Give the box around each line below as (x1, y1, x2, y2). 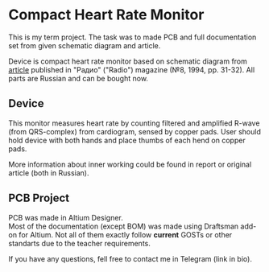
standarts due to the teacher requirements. (8, 238, 151, 248)
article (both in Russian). (8, 167, 90, 178)
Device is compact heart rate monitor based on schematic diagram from (8, 56, 248, 66)
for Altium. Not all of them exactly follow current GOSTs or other (19, 229, 233, 239)
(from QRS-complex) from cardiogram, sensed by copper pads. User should (8, 126, 262, 136)
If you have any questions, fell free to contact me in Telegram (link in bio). (8, 253, 252, 263)
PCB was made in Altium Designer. (8, 212, 123, 222)
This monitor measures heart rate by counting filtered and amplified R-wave (8, 118, 260, 128)
